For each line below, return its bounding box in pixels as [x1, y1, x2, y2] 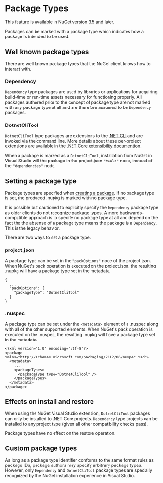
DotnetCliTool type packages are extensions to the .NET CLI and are [5, 133, 143, 139]
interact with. [5, 66, 32, 72]
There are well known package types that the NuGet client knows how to [5, 60, 151, 66]
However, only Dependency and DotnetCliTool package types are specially [5, 467, 152, 473]
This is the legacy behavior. [5, 225, 60, 231]
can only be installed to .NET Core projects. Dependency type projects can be [5, 415, 158, 421]
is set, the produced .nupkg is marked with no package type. [5, 195, 127, 201]
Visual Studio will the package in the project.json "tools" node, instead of [5, 158, 153, 163]
